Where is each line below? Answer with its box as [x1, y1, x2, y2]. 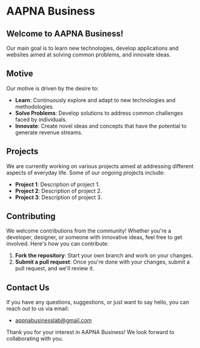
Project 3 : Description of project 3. [15, 193, 102, 201]
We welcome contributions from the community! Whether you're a [6, 227, 172, 234]
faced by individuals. [15, 115, 67, 123]
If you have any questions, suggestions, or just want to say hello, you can [6, 299, 190, 306]
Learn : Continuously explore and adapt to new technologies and [15, 96, 176, 104]
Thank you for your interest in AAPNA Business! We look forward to [6, 329, 175, 336]
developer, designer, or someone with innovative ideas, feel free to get [6, 234, 183, 241]
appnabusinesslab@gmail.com [15, 317, 92, 324]
